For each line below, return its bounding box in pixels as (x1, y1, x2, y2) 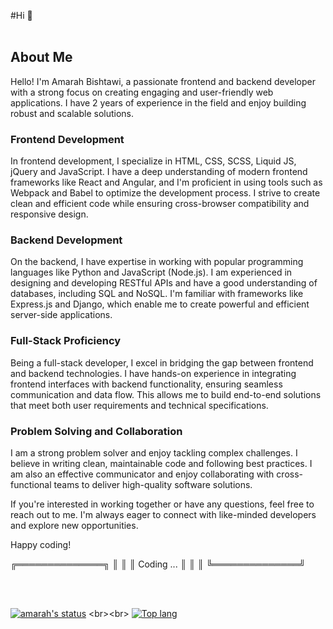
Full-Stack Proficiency (10, 334, 122, 348)
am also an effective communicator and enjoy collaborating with (10, 468, 275, 480)
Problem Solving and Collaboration (10, 424, 183, 438)
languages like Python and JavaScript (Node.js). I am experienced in (10, 266, 293, 279)
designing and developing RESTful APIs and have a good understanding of (10, 277, 318, 289)
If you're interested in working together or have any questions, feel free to (10, 498, 315, 510)
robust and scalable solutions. (10, 107, 135, 119)
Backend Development (10, 233, 123, 247)
